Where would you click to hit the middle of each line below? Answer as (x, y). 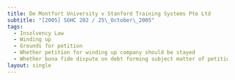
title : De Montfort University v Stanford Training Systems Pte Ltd (109, 14)
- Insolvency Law (39, 33)
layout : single (29, 65)
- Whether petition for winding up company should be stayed (105, 53)
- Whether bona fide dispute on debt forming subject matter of (109, 59)
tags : (15, 26)
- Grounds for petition (48, 46)
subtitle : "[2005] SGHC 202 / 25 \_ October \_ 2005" (81, 20)
